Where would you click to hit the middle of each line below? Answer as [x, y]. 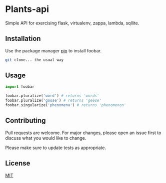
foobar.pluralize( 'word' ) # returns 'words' [52, 96]
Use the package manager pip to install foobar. [53, 50]
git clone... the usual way [34, 60]
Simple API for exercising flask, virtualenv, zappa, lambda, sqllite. [72, 23]
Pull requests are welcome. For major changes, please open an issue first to [83, 133]
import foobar [20, 87]
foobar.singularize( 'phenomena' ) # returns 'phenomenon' [66, 105]
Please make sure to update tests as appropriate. [56, 148]
